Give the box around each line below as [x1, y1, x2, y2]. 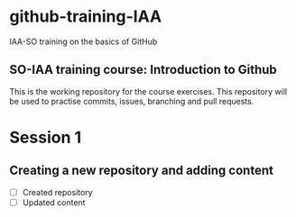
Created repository [22, 186, 93, 197]
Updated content [22, 196, 86, 208]
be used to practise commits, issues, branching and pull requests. [9, 95, 254, 106]
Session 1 [9, 127, 82, 148]
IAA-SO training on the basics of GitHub [9, 36, 158, 47]
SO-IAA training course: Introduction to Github [9, 62, 277, 77]
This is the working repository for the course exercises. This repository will [9, 86, 287, 96]
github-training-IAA [9, 6, 162, 27]
